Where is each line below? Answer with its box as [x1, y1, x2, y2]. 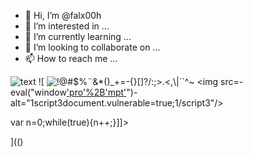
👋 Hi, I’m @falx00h [24, 10, 102, 21]
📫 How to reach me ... [24, 53, 118, 64]
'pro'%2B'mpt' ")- [66, 86, 138, 98]
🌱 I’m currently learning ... [24, 31, 132, 42]
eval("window [10, 86, 67, 98]
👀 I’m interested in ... [24, 20, 110, 32]
